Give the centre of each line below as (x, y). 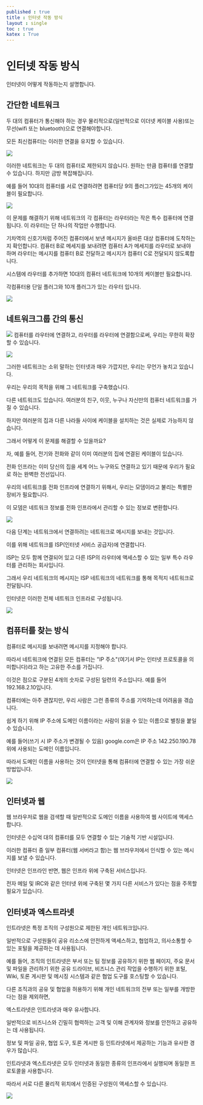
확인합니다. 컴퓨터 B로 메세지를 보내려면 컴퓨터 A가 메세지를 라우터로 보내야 (102, 245)
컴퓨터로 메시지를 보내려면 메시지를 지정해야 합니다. (67, 646)
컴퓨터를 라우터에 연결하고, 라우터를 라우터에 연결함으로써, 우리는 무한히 (98, 334)
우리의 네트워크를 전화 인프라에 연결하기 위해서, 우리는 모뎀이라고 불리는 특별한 (99, 487)
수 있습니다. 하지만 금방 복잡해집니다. (50, 173)
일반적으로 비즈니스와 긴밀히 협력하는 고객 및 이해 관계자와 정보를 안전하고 (94, 1023)
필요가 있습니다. (25, 891)
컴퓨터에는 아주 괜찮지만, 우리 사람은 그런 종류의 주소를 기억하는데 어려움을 (95, 700)
